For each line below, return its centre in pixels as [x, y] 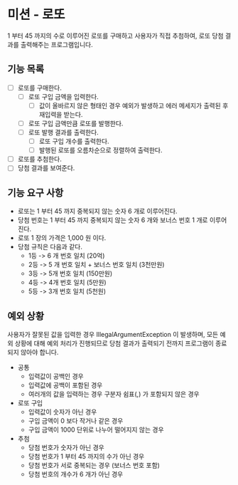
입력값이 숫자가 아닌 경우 [63, 412]
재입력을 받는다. [61, 114]
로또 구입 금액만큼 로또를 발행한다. [76, 123]
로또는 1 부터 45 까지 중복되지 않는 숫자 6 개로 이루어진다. [97, 212]
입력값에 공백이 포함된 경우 [65, 385]
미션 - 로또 [36, 15]
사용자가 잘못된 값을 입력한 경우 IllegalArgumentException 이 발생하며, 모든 [113, 334]
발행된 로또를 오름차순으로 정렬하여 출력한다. [101, 150]
